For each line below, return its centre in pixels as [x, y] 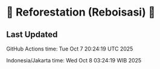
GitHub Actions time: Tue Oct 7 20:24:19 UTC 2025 [70, 49]
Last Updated [32, 34]
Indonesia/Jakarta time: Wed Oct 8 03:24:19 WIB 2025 [74, 60]
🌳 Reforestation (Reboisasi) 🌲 [81, 12]
